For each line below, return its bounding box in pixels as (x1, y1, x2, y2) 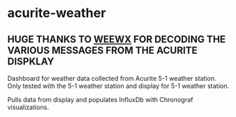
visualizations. (7, 103, 50, 111)
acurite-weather (7, 5, 107, 21)
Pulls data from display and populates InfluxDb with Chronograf (7, 96, 193, 104)
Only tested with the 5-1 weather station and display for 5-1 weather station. (7, 82, 230, 90)
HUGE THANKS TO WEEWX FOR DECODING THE (7, 33, 226, 45)
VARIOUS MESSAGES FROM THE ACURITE (7, 44, 198, 56)
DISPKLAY (7, 55, 55, 67)
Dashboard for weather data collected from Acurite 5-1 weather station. (7, 74, 217, 82)
